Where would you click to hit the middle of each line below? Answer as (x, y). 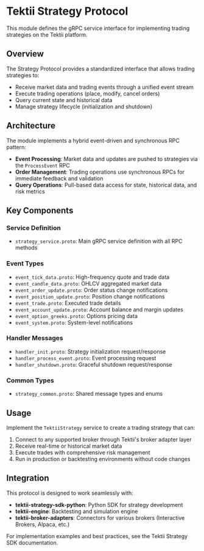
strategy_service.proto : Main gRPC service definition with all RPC (99, 241)
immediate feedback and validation (59, 178)
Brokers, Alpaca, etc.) (42, 524)
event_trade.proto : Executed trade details (68, 303)
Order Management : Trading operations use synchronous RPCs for (100, 172)
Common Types (30, 380)
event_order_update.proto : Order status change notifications (91, 290)
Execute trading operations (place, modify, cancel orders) (87, 94)
